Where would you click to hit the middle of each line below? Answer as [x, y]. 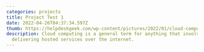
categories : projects [34, 12]
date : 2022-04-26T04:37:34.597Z [47, 23]
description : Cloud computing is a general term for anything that [93, 34]
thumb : [15, 28]
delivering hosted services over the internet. [73, 39]
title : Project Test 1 [35, 17]
